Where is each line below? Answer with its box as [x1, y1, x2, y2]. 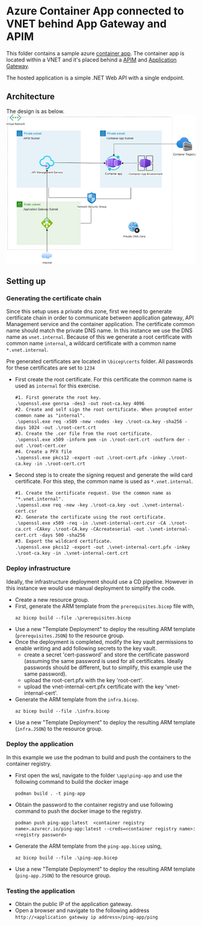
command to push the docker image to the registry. [14, 807, 142, 815]
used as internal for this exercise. [14, 382, 100, 389]
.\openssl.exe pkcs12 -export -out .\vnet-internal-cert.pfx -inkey [14, 545, 191, 551]
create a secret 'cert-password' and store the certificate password [23, 651, 189, 658]
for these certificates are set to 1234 [6, 364, 95, 371]
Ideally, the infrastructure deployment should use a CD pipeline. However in [6, 578, 194, 585]
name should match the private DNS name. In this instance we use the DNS [6, 327, 193, 335]
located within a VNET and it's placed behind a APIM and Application [6, 56, 177, 63]
